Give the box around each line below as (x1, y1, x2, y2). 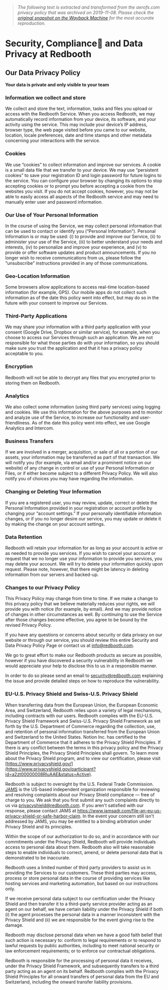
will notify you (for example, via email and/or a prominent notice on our (5, 460, 151, 466)
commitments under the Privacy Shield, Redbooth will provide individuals (5, 838, 156, 844)
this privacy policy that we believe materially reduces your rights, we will (5, 601, 155, 607)
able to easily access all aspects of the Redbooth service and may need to (5, 193, 159, 200)
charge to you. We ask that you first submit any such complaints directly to (5, 797, 159, 803)
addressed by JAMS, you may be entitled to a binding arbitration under (5, 818, 152, 824)
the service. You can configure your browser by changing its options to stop (5, 178, 162, 184)
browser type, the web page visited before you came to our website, (5, 127, 147, 133)
